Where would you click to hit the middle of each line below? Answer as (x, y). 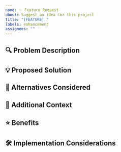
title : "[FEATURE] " (27, 19)
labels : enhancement (27, 24)
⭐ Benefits (22, 123)
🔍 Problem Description (43, 50)
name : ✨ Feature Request (32, 10)
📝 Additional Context (39, 105)
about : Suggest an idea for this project (50, 15)
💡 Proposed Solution (38, 70)
